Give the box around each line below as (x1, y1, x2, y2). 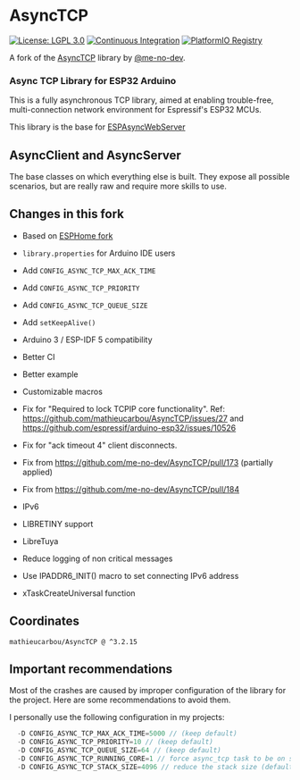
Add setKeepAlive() (21, 316, 96, 327)
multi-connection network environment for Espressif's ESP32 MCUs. (9, 105, 262, 115)
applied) (21, 466, 54, 477)
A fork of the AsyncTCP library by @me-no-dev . (9, 52, 186, 63)
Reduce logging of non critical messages (21, 553, 173, 564)
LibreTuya (21, 535, 59, 546)
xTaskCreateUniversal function (21, 587, 136, 599)
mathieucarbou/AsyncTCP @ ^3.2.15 (9, 637, 138, 646)
